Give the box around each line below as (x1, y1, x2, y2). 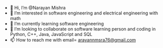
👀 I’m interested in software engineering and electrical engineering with (10, 10, 158, 16)
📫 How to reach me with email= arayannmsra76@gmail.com (10, 37, 136, 42)
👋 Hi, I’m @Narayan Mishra (10, 5, 66, 10)
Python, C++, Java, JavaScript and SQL (10, 31, 93, 37)
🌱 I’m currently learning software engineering (10, 20, 104, 26)
